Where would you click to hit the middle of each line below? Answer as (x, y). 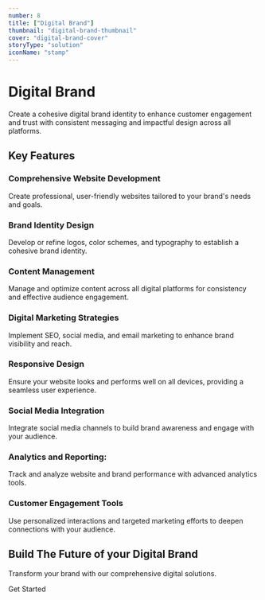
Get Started (27, 589)
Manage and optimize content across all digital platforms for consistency (127, 289)
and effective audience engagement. (68, 297)
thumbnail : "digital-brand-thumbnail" (72, 30)
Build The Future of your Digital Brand (103, 554)
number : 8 (25, 16)
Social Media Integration (57, 411)
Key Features (42, 156)
